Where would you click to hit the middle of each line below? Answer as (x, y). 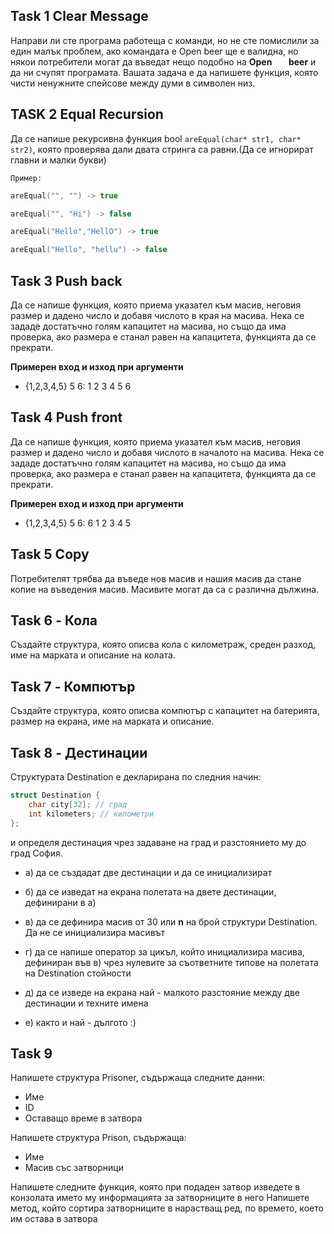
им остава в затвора (54, 1219)
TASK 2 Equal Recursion (87, 114)
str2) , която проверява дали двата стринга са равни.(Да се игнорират (162, 149)
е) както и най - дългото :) (80, 1022)
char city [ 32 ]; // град (78, 804)
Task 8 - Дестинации (79, 752)
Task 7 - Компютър (73, 686)
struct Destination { (55, 795)
